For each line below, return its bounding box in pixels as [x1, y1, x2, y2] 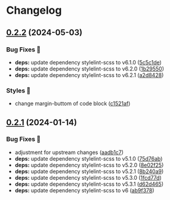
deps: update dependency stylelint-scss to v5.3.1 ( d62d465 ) [14, 180, 164, 187]
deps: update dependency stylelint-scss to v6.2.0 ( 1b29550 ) [14, 65, 165, 72]
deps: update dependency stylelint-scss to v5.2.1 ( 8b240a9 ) [14, 168, 164, 175]
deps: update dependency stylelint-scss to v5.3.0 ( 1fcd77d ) [14, 174, 162, 181]
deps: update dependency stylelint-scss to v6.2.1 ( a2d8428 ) [14, 71, 164, 78]
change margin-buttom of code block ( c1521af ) [14, 100, 131, 107]
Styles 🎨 [6, 86, 31, 94]
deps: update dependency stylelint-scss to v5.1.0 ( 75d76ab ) [14, 155, 163, 162]
